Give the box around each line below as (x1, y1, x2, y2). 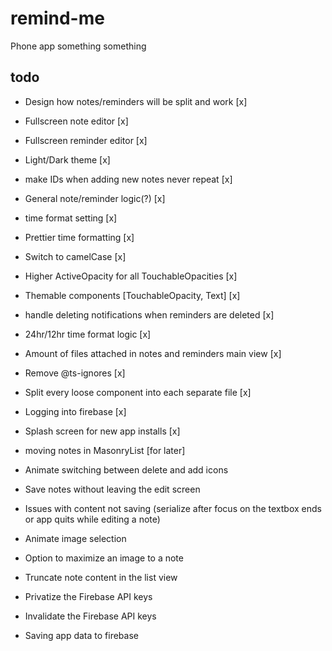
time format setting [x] (24, 212, 118, 224)
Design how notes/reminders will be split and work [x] (24, 95, 248, 107)
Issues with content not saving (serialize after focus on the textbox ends (24, 502, 322, 514)
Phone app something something (10, 40, 147, 52)
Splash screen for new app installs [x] (24, 425, 181, 437)
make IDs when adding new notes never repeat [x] (24, 173, 233, 185)
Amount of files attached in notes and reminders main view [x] (24, 347, 282, 359)
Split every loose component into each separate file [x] (24, 386, 252, 398)
